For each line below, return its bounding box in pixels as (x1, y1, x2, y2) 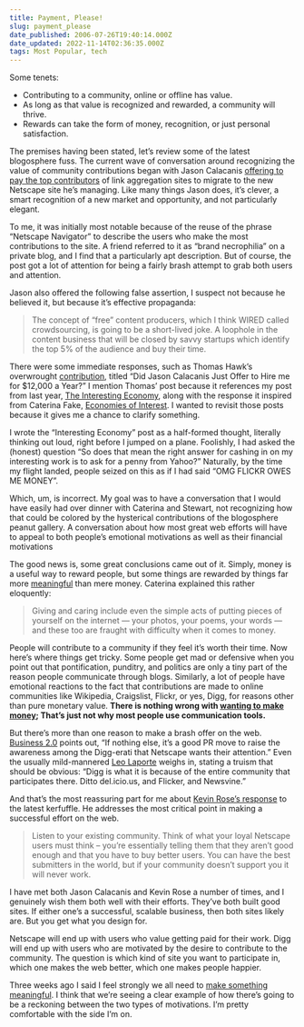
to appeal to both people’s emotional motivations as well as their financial (9, 532, 283, 543)
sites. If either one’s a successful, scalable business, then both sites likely (9, 906, 284, 917)
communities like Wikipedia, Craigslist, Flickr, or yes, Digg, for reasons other (9, 691, 294, 702)
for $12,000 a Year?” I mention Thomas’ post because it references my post (9, 381, 292, 392)
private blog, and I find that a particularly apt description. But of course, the (9, 251, 292, 262)
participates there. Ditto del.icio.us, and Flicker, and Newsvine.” (9, 776, 247, 787)
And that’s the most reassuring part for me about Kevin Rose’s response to (9, 793, 288, 804)
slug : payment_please (9, 22, 92, 31)
